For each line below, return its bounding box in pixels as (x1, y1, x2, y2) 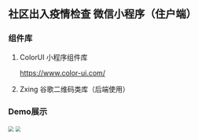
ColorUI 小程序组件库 (19, 52, 88, 61)
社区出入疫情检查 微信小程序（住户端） (8, 7, 196, 21)
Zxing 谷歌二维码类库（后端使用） (19, 84, 130, 94)
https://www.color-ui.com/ (19, 68, 106, 77)
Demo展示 (8, 105, 48, 116)
